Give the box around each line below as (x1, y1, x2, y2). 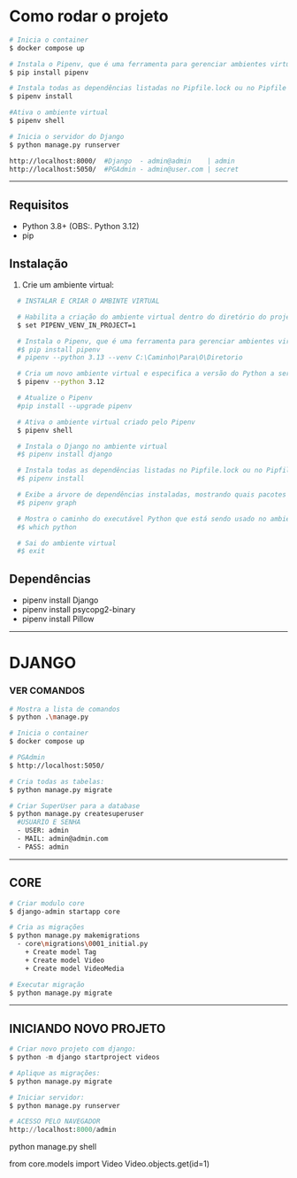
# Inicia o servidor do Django (9, 132, 125, 141)
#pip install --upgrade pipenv (17, 401, 133, 411)
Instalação (9, 256, 69, 271)
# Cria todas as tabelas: (9, 777, 104, 786)
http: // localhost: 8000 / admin (9, 1126, 117, 1135)
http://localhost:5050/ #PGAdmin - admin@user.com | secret (9, 165, 240, 173)
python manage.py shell (9, 1142, 97, 1152)
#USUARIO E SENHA (17, 818, 81, 827)
